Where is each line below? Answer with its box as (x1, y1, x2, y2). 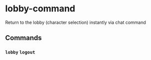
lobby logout (5, 50, 35, 55)
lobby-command (5, 3, 76, 14)
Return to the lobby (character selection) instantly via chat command (5, 19, 146, 25)
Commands (5, 34, 42, 42)
